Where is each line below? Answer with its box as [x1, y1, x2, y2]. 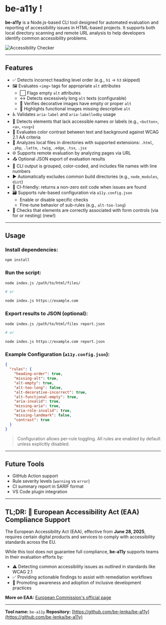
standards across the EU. [5, 539, 56, 545]
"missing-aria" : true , [14, 404, 61, 409]
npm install [5, 258, 30, 262]
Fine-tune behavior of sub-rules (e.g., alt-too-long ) [19, 202, 126, 208]
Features [5, 64, 33, 72]
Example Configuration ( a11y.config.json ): [5, 351, 110, 358]
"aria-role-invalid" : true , [14, 408, 72, 414]
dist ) [12, 179, 23, 185]
